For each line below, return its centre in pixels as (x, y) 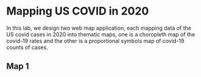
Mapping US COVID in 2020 (78, 11)
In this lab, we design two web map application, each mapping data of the (99, 28)
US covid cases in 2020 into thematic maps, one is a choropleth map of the (101, 34)
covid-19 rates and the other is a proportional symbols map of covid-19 (95, 41)
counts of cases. (27, 47)
